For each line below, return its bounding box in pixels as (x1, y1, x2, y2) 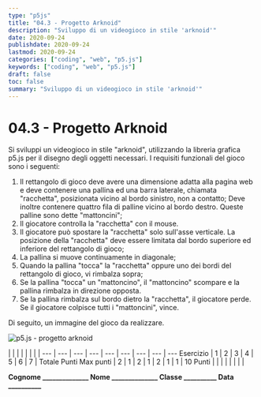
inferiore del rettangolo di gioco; (19, 244, 125, 253)
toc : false (8, 77, 44, 85)
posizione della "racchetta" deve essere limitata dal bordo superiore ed (19, 236, 252, 245)
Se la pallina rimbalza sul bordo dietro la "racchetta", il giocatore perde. (19, 294, 252, 304)
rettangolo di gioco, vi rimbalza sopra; (19, 269, 144, 279)
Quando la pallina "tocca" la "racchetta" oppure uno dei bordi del (19, 261, 232, 271)
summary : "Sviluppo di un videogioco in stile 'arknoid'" (8, 84, 203, 93)
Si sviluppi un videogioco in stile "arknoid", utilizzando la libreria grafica (8, 145, 240, 155)
